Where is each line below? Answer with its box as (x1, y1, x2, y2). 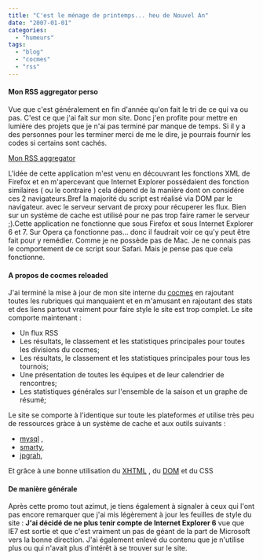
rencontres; (19, 379, 57, 388)
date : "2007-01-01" (8, 19, 72, 27)
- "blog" (15, 48, 44, 56)
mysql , (19, 434, 44, 443)
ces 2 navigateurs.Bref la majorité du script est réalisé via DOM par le (8, 194, 233, 203)
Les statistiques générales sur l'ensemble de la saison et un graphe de (19, 387, 248, 396)
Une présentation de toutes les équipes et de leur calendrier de (19, 370, 225, 380)
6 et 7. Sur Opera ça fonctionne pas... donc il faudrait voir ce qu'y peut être (8, 227, 250, 236)
